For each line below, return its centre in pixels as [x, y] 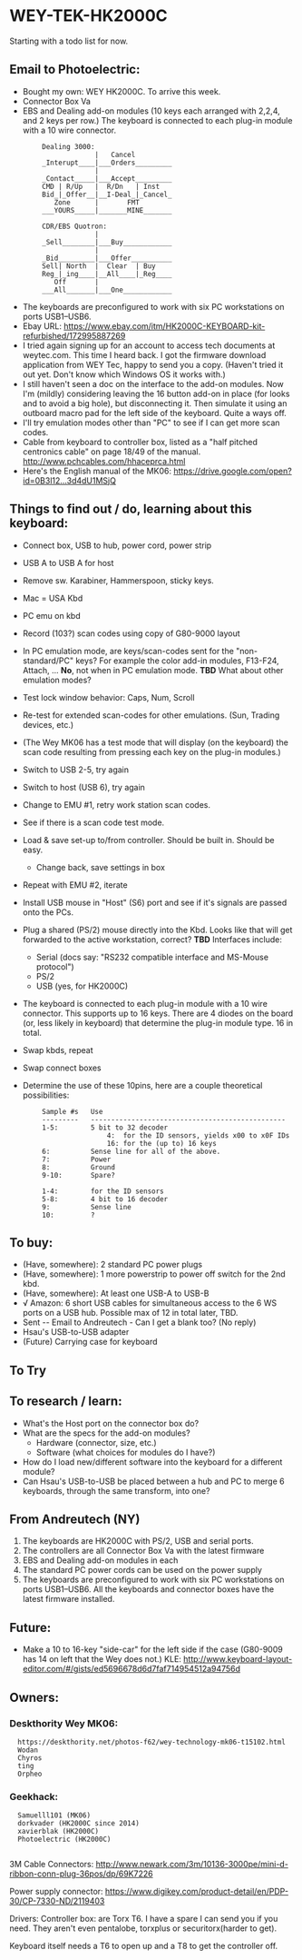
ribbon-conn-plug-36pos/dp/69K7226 [81, 1874]
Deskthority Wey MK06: [64, 1723]
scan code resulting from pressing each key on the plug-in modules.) [151, 751]
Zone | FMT [97, 202]
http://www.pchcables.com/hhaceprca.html [104, 461]
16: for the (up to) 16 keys [162, 1143]
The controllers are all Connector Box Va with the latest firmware [143, 1551]
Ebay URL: [42, 326]
